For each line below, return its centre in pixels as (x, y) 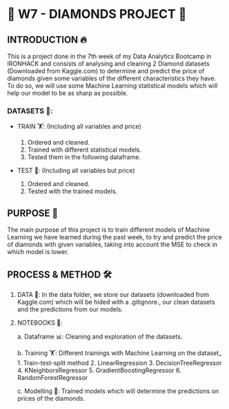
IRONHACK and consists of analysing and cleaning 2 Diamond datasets (109, 64)
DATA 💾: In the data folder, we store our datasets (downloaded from (113, 294)
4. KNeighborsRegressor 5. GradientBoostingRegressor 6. (99, 370)
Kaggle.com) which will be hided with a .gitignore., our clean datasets (116, 302)
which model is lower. (38, 252)
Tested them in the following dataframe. (84, 157)
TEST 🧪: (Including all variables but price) (76, 171)
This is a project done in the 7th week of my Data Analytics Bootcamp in (109, 56)
